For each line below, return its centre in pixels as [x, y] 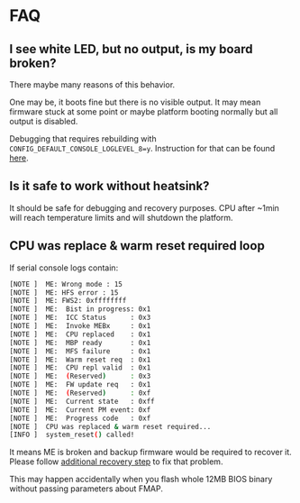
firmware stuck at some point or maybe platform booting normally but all [144, 112]
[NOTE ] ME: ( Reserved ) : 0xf [80, 393]
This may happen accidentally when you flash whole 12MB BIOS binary [141, 480]
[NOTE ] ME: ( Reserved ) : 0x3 [80, 376]
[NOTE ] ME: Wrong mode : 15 [66, 284]
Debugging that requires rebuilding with [83, 139]
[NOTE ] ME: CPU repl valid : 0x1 [80, 368]
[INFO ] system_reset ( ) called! [72, 435]
